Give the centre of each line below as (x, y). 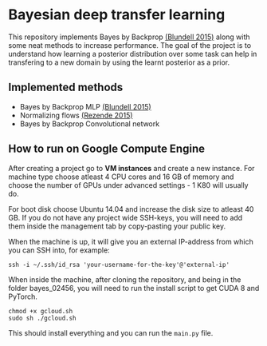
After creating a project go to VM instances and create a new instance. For (132, 168)
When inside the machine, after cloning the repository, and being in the (125, 279)
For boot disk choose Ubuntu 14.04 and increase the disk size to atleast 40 (131, 209)
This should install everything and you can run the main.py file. (111, 332)
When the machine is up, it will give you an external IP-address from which (131, 241)
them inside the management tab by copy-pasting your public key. (117, 226)
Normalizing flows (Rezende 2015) (76, 115)
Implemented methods (66, 87)
